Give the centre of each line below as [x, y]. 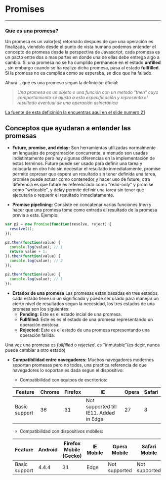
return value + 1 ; [29, 252]
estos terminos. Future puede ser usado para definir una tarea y [77, 163]
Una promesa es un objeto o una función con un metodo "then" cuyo [88, 92]
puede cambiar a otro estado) [35, 350]
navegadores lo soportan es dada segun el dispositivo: [68, 370]
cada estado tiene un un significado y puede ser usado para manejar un [85, 298]
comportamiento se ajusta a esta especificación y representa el [83, 98]
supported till [101, 406]
